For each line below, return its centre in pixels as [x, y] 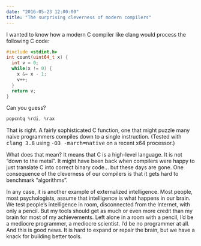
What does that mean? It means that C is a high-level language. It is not [94, 155]
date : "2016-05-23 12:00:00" [43, 12]
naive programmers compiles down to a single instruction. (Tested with [94, 137]
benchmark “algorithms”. [37, 180]
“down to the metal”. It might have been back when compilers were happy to [100, 161]
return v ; [24, 91]
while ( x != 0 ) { [32, 69]
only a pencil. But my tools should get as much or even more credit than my [100, 211]
